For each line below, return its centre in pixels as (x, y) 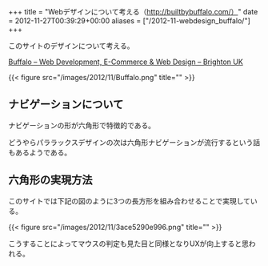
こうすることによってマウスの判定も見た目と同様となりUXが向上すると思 (129, 244)
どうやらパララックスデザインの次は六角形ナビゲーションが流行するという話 (134, 142)
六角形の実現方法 (50, 180)
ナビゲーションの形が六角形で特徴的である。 (82, 125)
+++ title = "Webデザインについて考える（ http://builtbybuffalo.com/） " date (133, 12)
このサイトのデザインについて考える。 (71, 46)
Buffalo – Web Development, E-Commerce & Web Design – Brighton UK (126, 62)
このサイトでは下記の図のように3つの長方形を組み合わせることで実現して (129, 201)
